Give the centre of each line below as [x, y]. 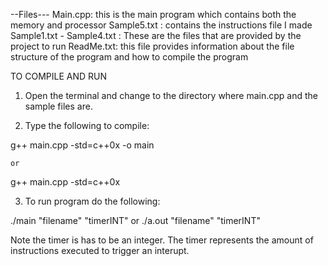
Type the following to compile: [87, 125]
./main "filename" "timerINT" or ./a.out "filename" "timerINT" [135, 220]
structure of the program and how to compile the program [129, 57]
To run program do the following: [92, 201]
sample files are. [58, 106]
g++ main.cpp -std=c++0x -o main [82, 145]
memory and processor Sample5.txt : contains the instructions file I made [161, 25]
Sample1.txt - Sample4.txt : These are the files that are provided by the [156, 35]
